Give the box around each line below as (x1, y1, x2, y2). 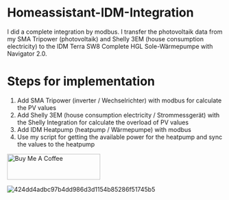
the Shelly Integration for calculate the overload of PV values (16, 118, 189, 126)
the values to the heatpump (16, 140, 95, 148)
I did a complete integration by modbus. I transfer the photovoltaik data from (7, 27, 223, 36)
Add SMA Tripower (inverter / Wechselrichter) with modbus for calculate (16, 96, 222, 104)
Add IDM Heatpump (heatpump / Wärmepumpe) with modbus (16, 125, 192, 133)
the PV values (16, 103, 57, 111)
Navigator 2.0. (7, 49, 47, 58)
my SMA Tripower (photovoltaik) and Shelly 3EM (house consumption (7, 34, 204, 43)
